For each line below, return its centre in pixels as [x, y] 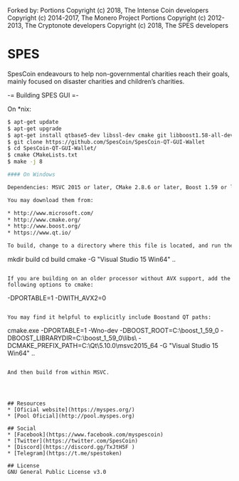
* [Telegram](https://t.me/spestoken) [65, 454]
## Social [22, 429]
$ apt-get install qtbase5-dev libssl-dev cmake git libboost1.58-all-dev [121, 135]
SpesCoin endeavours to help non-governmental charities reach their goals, [118, 73]
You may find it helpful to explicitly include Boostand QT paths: [110, 317]
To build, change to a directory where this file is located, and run [114, 246]
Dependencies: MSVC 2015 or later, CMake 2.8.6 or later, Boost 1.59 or [117, 187]
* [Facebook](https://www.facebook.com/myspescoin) [85, 435]
